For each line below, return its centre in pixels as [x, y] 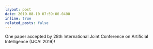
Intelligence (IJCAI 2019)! [30, 42]
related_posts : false [27, 23]
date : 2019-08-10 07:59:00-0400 [38, 14]
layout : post [18, 9]
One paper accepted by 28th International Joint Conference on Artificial [77, 37]
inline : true [18, 18]
